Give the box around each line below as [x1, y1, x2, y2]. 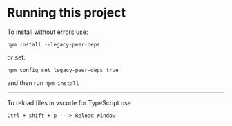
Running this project [7, 5, 126, 21]
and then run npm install [7, 78, 79, 87]
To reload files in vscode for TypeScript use [7, 98, 131, 107]
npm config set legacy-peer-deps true [7, 66, 119, 73]
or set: [7, 53, 26, 62]
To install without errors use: [7, 28, 88, 36]
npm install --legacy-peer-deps [7, 41, 100, 48]
